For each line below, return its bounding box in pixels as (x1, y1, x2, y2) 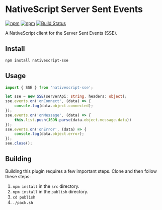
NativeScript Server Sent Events (5, 4, 143, 15)
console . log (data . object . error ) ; (14, 131, 85, 136)
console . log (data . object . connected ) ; (14, 103, 94, 109)
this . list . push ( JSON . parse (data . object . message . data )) (14, 117, 132, 122)
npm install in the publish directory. (12, 188, 89, 194)
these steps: (5, 173, 31, 179)
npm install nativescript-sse (5, 58, 69, 63)
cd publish (12, 195, 36, 200)
